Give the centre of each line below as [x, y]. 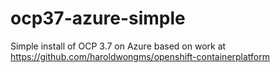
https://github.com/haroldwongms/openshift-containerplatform [140, 56]
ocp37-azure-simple [98, 18]
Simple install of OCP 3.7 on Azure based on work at [118, 46]
